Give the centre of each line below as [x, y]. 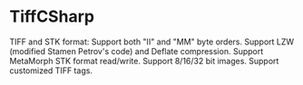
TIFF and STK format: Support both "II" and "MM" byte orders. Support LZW [152, 42]
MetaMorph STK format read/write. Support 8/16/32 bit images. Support [144, 61]
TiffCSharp [52, 17]
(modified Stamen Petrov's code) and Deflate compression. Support [137, 51]
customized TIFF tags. [51, 71]
